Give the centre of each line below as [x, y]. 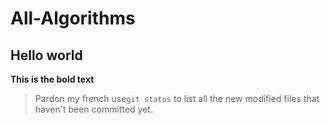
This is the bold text [52, 79]
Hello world [46, 55]
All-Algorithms [73, 18]
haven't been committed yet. [93, 109]
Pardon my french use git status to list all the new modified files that [177, 98]
